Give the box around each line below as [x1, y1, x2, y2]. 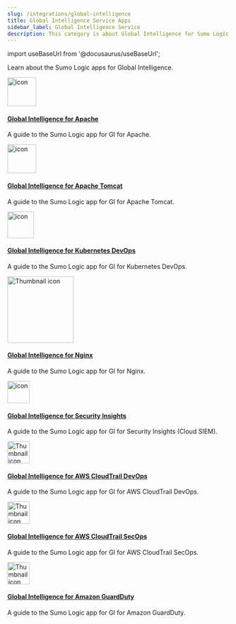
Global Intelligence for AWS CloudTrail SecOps [7, 533, 148, 541]
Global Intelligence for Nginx [7, 351, 93, 360]
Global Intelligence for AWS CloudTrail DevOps [7, 472, 148, 480]
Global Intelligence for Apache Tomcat [7, 182, 123, 190]
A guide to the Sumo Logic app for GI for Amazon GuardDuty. [7, 608, 186, 617]
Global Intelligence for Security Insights [7, 411, 127, 420]
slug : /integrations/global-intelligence [7, 10, 131, 18]
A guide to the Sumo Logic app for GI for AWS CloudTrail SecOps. [7, 547, 199, 557]
